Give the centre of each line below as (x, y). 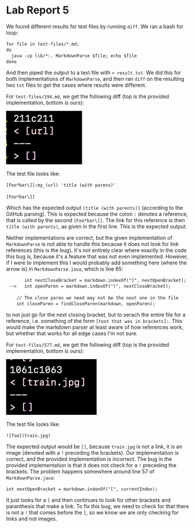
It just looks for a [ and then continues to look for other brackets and (88, 500)
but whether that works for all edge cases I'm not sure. (72, 333)
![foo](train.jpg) (28, 435)
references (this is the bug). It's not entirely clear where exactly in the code (96, 250)
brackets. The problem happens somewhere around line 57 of (80, 471)
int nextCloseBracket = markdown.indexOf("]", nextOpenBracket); (105, 280)
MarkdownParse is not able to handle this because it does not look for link (93, 244)
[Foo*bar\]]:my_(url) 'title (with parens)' (61, 185)
